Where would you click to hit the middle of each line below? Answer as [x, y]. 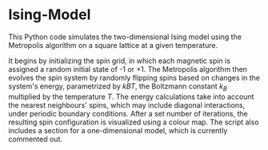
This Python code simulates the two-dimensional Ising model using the [125, 37]
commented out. [35, 139]
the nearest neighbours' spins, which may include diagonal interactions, [127, 105]
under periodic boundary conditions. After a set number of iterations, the [128, 113]
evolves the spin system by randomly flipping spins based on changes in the [134, 77]
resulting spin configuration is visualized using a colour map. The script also [134, 122]
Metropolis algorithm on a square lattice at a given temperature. [113, 45]
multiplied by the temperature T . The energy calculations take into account [131, 97]
